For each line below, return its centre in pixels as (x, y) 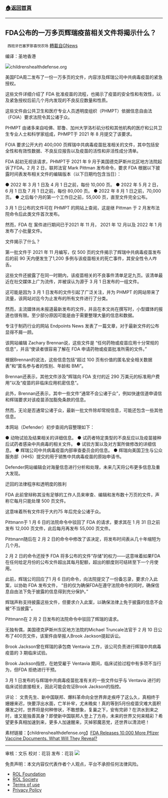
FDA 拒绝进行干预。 (38, 670)
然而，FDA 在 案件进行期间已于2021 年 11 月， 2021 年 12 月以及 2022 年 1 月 (84, 225)
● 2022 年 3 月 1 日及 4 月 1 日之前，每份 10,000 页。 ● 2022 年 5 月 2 (78, 185)
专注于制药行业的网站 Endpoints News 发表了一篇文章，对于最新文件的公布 (82, 326)
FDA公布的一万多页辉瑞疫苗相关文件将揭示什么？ (81, 33)
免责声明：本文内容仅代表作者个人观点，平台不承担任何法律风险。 (73, 764)
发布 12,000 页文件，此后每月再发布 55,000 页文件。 (59, 528)
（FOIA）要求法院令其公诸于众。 (39, 117)
